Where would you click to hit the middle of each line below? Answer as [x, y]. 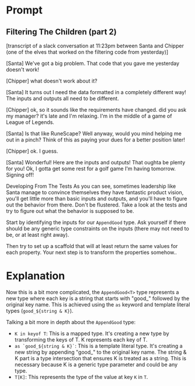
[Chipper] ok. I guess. [32, 151]
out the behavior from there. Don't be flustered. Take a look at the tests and [97, 205]
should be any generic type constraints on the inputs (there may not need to [98, 228]
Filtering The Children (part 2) [61, 32]
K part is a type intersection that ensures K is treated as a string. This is [100, 358]
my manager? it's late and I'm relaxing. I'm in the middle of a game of [89, 116]
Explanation [36, 276]
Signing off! [20, 175]
